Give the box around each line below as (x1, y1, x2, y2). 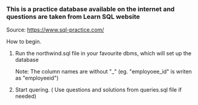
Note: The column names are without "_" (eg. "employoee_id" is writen (15, 68, 193, 75)
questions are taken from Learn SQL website (6, 12, 140, 21)
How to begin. (6, 38, 41, 46)
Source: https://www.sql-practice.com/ (6, 26, 104, 33)
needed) (15, 93, 36, 100)
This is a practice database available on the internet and (6, 5, 175, 13)
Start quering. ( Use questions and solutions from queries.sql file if (15, 86, 182, 93)
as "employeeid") (15, 75, 59, 82)
